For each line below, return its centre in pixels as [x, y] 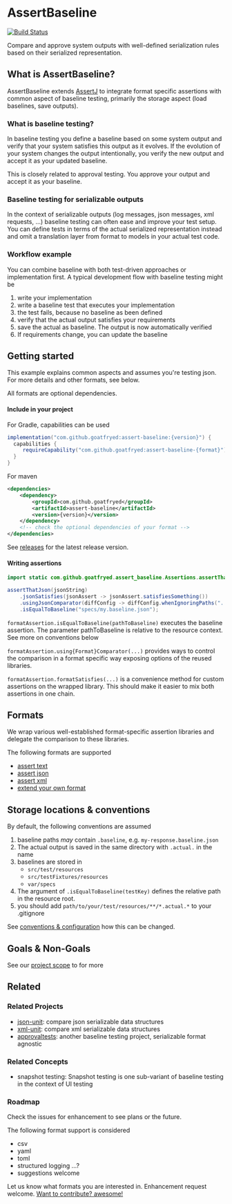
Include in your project [40, 409]
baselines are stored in [50, 862]
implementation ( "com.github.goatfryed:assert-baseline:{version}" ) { [109, 437]
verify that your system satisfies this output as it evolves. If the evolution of [114, 146]
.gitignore [31, 914]
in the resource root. [46, 899]
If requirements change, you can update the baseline [92, 334]
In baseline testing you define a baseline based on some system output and [115, 139]
